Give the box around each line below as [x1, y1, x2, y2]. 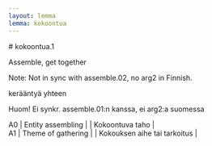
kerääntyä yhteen [8, 88, 67, 98]
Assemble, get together [8, 57, 87, 67]
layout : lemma [8, 11, 57, 20]
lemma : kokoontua [8, 19, 67, 27]
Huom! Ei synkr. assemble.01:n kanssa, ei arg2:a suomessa [8, 104, 205, 114]
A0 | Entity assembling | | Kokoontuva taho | [8, 119, 155, 129]
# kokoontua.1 [8, 41, 55, 51]
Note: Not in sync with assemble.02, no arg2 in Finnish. [8, 73, 193, 82]
